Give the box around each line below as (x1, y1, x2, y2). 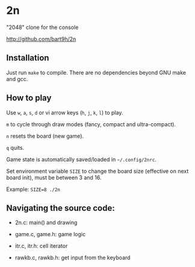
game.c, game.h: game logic (14, 231, 86, 238)
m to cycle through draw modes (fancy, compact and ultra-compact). (6, 120, 176, 127)
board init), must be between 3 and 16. (6, 173, 102, 181)
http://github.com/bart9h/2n (6, 35, 76, 42)
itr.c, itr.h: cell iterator (14, 242, 68, 249)
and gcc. (6, 75, 28, 82)
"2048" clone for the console (6, 24, 79, 31)
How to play (6, 93, 52, 103)
